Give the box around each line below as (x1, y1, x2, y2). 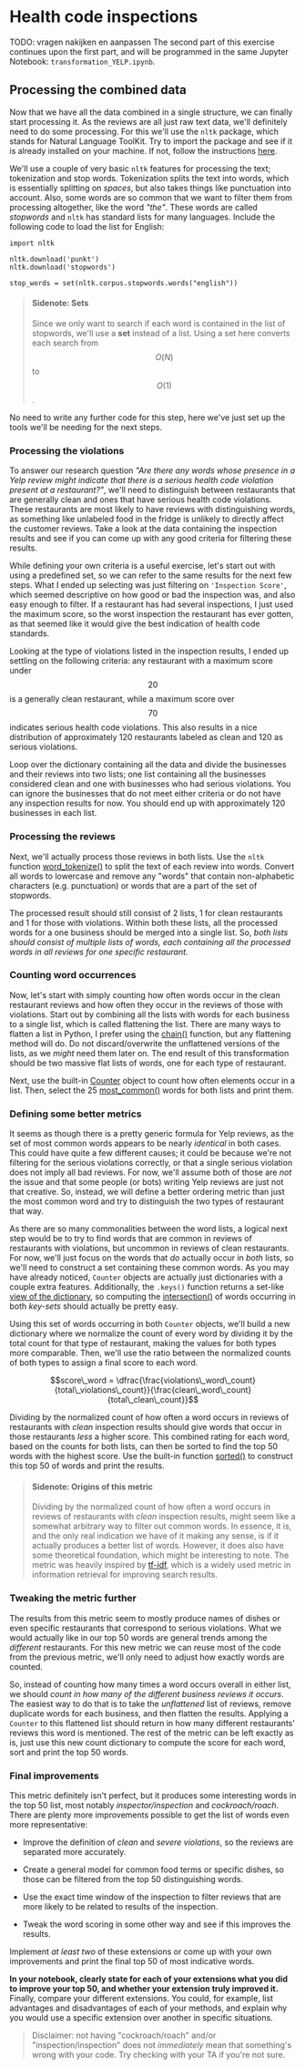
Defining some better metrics (9, 1107, 143, 1120)
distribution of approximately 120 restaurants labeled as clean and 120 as (9, 732, 284, 743)
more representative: (9, 1818, 88, 1829)
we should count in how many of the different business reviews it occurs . (9, 1688, 284, 1699)
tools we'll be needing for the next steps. (9, 421, 162, 432)
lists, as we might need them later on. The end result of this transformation (9, 1047, 290, 1058)
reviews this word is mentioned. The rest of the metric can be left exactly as (9, 1727, 294, 1738)
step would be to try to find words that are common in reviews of (9, 1233, 253, 1244)
